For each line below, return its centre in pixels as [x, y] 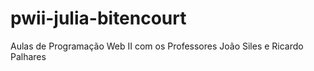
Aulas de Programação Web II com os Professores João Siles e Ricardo [157, 46]
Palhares [28, 56]
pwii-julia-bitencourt [98, 18]
